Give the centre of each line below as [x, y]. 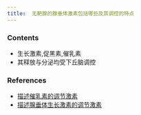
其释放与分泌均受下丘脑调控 [56, 62]
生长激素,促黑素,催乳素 [49, 53]
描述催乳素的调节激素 [47, 96]
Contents [23, 37]
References [27, 80]
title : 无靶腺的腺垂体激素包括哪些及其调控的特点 [71, 13]
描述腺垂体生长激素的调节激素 [59, 105]
